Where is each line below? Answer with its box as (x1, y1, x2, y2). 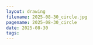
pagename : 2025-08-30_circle (6, 19, 77, 25)
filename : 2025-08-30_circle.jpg (6, 14, 88, 20)
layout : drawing (6, 8, 46, 15)
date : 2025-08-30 (6, 25, 49, 31)
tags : (6, 30, 19, 36)
